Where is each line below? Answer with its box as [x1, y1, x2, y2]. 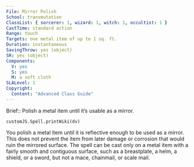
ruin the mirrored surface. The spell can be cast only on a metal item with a [6, 141, 189, 148]
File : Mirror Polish [6, 8, 57, 15]
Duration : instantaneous [6, 42, 67, 48]
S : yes [11, 69, 28, 75]
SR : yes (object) [6, 53, 49, 58]
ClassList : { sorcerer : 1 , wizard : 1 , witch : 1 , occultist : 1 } [6, 19, 168, 25]
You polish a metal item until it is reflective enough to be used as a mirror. [6, 129, 185, 136]
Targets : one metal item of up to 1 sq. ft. [6, 36, 117, 42]
